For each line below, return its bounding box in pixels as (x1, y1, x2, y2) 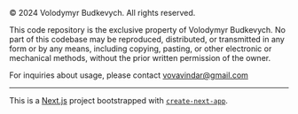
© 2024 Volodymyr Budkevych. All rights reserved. (9, 8, 196, 18)
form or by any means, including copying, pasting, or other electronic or (9, 43, 272, 54)
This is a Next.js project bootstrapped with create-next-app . (9, 95, 229, 105)
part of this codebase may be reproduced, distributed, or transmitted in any (9, 34, 286, 44)
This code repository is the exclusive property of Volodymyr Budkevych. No (9, 25, 286, 34)
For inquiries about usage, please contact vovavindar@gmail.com (9, 70, 248, 80)
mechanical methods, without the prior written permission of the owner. (9, 53, 271, 63)
